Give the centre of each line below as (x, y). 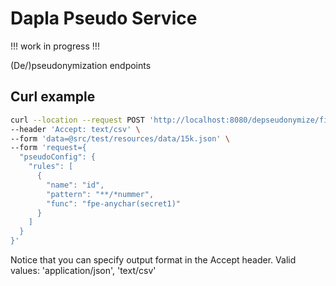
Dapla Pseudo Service (104, 18)
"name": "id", (75, 185)
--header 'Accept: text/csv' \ (75, 129)
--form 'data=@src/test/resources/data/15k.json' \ (120, 138)
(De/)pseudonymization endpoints (81, 65)
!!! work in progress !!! (55, 46)
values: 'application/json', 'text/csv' (83, 270)
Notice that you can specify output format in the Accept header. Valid (153, 260)
